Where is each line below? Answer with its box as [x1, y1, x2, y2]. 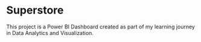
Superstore [6, 4, 64, 17]
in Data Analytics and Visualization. [6, 29, 94, 36]
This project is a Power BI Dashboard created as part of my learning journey [6, 23, 195, 30]
